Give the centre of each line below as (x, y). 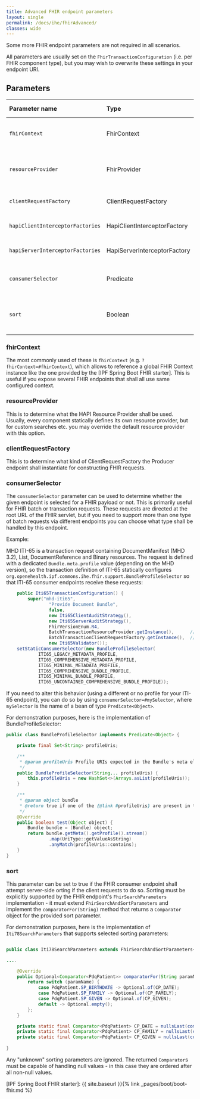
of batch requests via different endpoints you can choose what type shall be (100, 521)
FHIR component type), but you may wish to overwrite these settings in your (100, 63)
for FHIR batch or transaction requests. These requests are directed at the (97, 509)
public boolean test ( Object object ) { (65, 823)
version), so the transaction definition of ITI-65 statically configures (89, 570)
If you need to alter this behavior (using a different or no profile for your (94, 693)
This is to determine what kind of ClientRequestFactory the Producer (90, 461)
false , (57, 610)
